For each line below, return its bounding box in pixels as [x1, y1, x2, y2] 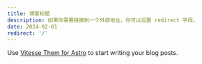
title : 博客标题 [7, 10, 50, 17]
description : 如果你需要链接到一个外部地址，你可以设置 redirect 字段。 [7, 17, 199, 24]
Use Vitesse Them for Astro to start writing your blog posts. [7, 49, 178, 57]
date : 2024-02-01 [7, 23, 58, 30]
